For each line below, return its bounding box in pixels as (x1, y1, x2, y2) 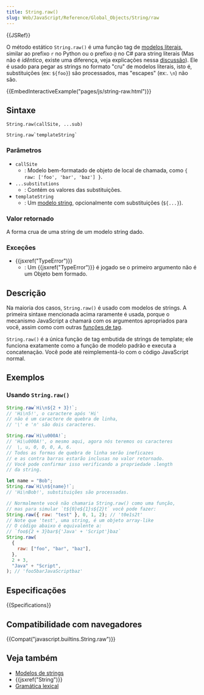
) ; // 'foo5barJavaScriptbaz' (6, 569, 83, 575)
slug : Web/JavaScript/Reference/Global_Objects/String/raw (6, 15, 160, 21)
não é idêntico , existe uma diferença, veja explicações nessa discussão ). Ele (6, 56, 198, 64)
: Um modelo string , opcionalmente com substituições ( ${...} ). (24, 199, 183, 206)
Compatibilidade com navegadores (6, 619, 142, 630)
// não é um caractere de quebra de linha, (6, 416, 119, 422)
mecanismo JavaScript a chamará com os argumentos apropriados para (6, 317, 188, 324)
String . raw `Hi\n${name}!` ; (6, 484, 75, 490)
